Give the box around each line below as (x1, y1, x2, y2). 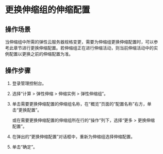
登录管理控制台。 (12, 80, 47, 86)
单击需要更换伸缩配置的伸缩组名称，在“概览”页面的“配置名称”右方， (12, 101, 147, 107)
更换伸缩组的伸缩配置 (5, 4, 91, 15)
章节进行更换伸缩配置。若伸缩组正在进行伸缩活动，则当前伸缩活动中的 (13, 45, 154, 51)
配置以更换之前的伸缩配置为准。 (9, 51, 73, 57)
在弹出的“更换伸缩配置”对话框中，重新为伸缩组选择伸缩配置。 (12, 134, 135, 139)
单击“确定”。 (12, 144, 38, 150)
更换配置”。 (18, 107, 42, 113)
